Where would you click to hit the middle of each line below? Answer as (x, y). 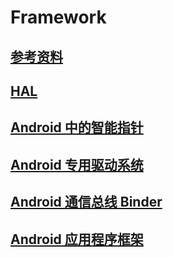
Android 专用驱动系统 (77, 164)
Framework (58, 17)
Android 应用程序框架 (77, 239)
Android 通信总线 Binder (86, 202)
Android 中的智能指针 (77, 127)
